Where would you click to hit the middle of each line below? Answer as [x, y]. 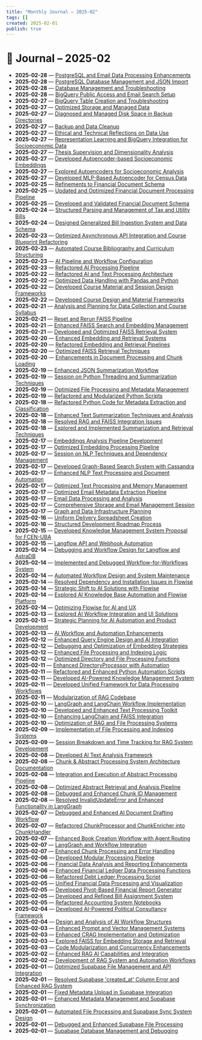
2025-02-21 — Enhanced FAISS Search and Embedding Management [101, 325]
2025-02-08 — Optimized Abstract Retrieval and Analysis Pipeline [98, 787]
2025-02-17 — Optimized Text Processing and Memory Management [101, 486]
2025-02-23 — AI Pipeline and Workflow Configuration [84, 261]
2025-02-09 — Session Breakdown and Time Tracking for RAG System [104, 742]
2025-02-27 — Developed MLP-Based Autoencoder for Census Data [101, 178]
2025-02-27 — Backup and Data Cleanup [67, 127]
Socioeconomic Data [41, 146]
